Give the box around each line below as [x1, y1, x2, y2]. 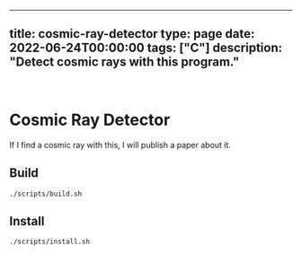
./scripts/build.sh [9, 189, 83, 198]
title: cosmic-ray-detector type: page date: [9, 26, 255, 41]
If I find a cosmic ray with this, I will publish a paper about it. [9, 139, 232, 150]
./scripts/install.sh [9, 237, 91, 247]
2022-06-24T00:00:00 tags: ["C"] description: [9, 40, 283, 56]
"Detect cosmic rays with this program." [9, 55, 240, 70]
